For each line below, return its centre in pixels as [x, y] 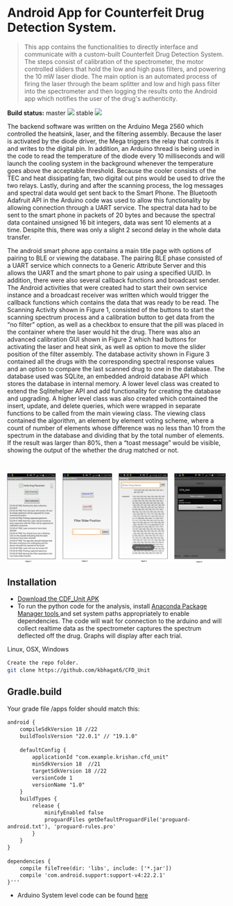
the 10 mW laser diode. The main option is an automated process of [120, 76]
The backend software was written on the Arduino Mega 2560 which [105, 126]
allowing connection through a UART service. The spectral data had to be [112, 207]
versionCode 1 [52, 778]
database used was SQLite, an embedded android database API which [108, 376]
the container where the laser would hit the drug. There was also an [104, 332]
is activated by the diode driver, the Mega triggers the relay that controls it [113, 141]
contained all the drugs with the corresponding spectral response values [111, 361]
